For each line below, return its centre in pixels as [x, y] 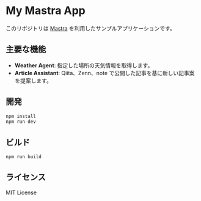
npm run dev [21, 122]
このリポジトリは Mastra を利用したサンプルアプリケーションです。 [90, 28]
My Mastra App [46, 11]
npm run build [24, 157]
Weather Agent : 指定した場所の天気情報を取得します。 [84, 65]
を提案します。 [33, 81]
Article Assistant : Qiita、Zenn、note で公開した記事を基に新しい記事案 [104, 73]
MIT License [21, 192]
